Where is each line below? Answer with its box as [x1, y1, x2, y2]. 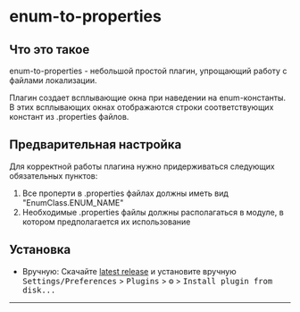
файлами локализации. [9, 75, 97, 86]
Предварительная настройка [9, 137, 182, 153]
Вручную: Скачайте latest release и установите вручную [21, 266, 237, 276]
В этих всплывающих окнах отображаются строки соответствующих [9, 102, 274, 113]
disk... [21, 284, 56, 295]
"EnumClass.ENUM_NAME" [21, 197, 124, 207]
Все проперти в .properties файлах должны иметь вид [21, 188, 229, 198]
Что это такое [9, 42, 90, 57]
